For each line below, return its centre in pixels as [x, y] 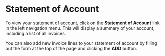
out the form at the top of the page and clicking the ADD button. [71, 48]
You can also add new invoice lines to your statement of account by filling [81, 43]
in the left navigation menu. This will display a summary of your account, [80, 28]
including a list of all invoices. [36, 33]
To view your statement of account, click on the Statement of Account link [82, 23]
